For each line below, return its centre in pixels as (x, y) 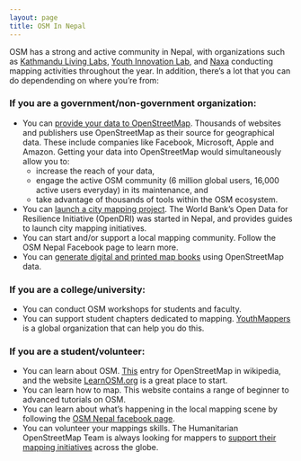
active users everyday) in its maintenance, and (122, 190)
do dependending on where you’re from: (84, 80)
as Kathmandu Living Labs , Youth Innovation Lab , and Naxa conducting (142, 61)
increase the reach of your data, (95, 171)
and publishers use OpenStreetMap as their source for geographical (148, 132)
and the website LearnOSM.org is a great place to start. (125, 381)
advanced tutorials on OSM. (74, 400)
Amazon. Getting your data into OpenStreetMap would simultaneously (151, 151)
